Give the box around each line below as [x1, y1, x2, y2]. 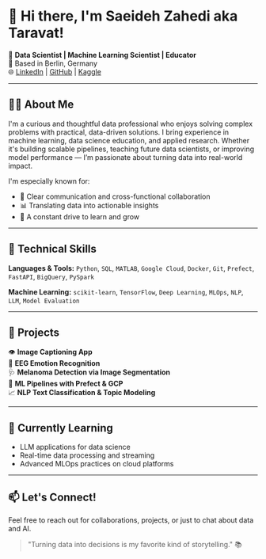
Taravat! [8, 24, 65, 42]
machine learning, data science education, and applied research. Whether [8, 135, 250, 145]
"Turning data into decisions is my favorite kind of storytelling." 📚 [27, 540, 243, 549]
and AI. [8, 524, 32, 533]
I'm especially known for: [8, 176, 90, 185]
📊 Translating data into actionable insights [19, 200, 159, 210]
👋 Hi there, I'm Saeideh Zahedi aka [8, 7, 238, 25]
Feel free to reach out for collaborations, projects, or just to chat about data [8, 515, 254, 525]
